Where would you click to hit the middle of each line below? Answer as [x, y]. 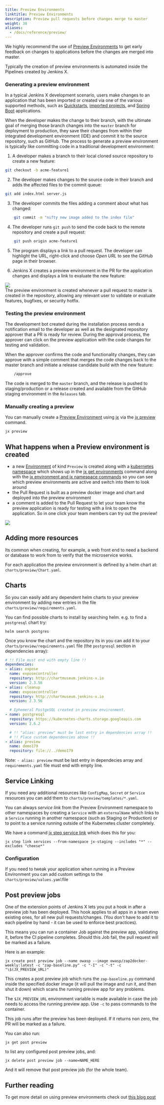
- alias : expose [22, 669]
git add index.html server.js [36, 194]
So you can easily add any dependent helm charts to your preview [72, 597]
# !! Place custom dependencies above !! [52, 737]
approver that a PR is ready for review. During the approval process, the [77, 334]
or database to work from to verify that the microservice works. [69, 555]
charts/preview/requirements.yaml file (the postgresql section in [70, 646]
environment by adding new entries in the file [51, 602]
